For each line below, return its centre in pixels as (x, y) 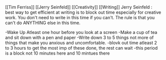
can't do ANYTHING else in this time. (43, 23)
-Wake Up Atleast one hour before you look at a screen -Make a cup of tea (81, 32)
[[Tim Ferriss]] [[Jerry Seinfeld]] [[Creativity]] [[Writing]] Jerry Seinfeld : (79, 7)
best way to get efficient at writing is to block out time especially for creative (83, 12)
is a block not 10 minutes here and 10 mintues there (57, 53)
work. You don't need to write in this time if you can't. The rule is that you (80, 17)
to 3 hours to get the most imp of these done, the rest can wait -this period (82, 48)
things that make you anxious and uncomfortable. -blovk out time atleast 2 (81, 43)
